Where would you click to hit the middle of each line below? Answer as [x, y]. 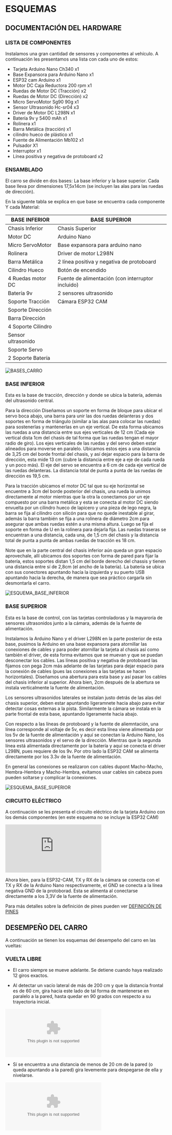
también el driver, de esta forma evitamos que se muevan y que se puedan [84, 655]
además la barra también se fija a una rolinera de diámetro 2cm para [77, 518]
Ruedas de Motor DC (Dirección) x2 [50, 96]
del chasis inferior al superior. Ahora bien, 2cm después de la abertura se [83, 682]
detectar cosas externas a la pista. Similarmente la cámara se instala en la [83, 708]
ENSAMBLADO [24, 169]
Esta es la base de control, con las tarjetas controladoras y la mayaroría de [84, 618]
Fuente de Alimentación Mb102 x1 [48, 140]
